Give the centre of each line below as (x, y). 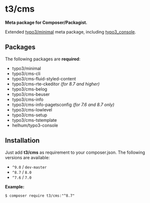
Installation (22, 140)
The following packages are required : (43, 59)
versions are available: (27, 157)
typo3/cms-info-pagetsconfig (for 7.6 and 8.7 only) (63, 104)
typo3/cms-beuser (31, 94)
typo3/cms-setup (30, 115)
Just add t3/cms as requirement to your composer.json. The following (75, 152)
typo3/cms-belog (30, 89)
